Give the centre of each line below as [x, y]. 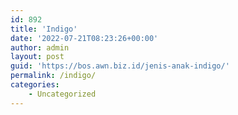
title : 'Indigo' [44, 29]
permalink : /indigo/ [53, 76]
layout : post [37, 57]
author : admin [40, 47]
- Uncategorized [62, 94]
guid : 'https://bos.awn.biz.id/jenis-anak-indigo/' [120, 66]
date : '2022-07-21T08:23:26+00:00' [84, 38]
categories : [35, 85]
